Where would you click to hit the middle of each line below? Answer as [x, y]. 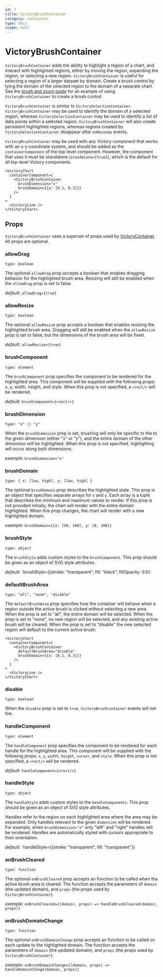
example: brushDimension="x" [35, 458]
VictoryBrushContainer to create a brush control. [54, 97]
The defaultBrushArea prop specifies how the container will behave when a [80, 604]
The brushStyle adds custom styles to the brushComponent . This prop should [81, 557]
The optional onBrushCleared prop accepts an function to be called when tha [81, 879]
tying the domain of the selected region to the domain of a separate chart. [79, 86]
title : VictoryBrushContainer [36, 14]
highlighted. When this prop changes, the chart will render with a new [75, 511]
